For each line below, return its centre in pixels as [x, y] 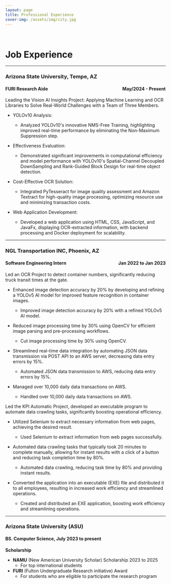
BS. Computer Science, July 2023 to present [53, 539]
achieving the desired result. [42, 427]
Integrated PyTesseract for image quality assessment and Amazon [90, 192]
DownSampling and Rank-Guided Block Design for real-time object [90, 166]
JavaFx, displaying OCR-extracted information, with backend [84, 227]
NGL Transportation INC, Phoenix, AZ [52, 251]
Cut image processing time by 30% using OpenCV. [74, 341]
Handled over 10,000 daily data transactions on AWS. [76, 396]
